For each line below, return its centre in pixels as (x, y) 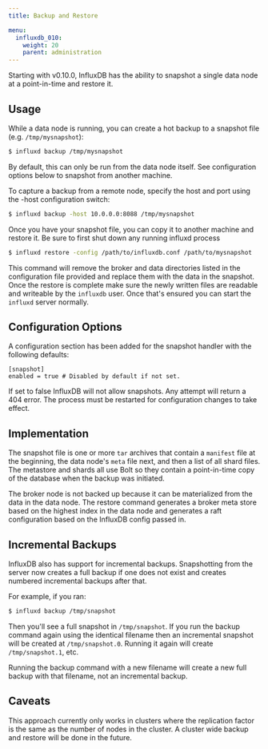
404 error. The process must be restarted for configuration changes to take (133, 400)
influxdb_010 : (39, 38)
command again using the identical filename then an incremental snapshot (131, 634)
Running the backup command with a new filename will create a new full (128, 667)
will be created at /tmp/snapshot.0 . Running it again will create (111, 643)
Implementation (49, 433)
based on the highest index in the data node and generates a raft (115, 511)
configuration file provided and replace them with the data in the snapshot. (131, 276)
